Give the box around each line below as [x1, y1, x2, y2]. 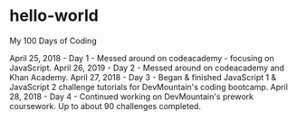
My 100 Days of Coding [9, 35, 97, 46]
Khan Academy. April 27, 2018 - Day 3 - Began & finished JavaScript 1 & [9, 71, 277, 82]
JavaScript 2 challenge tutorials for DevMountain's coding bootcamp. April [9, 81, 288, 92]
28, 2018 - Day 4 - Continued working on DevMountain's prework [9, 91, 254, 102]
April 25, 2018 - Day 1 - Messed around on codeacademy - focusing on [9, 52, 274, 63]
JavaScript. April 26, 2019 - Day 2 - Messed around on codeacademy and [9, 62, 285, 73]
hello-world [9, 5, 100, 26]
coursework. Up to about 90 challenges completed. [9, 100, 202, 111]
